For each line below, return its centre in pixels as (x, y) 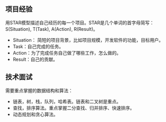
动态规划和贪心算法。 (35, 114)
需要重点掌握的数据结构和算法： (39, 90)
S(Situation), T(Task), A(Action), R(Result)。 (52, 29)
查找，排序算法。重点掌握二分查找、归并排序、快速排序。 (73, 108)
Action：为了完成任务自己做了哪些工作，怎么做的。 (67, 53)
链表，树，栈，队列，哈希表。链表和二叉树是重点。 (67, 101)
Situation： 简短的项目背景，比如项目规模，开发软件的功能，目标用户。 (88, 40)
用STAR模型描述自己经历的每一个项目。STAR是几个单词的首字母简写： (80, 23)
